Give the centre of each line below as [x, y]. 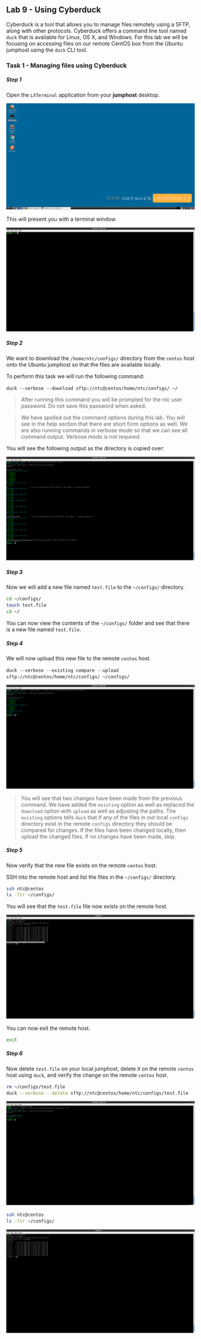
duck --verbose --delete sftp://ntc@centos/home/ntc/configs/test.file [97, 1093]
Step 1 [14, 80]
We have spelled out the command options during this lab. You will [103, 417]
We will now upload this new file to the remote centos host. [79, 658]
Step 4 [15, 643]
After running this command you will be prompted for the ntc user [101, 399]
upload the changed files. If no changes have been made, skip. [98, 836]
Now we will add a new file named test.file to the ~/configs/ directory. [95, 587]
